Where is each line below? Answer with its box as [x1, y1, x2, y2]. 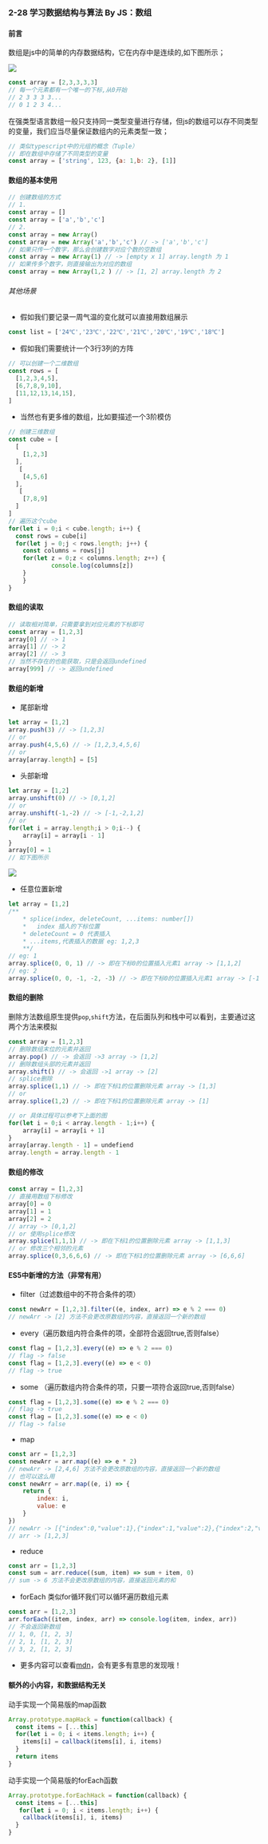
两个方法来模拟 [8, 1022, 57, 1032]
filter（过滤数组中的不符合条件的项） [19, 1290, 140, 1299]
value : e [37, 1502, 66, 1510]
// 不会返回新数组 [8, 1623, 61, 1631]
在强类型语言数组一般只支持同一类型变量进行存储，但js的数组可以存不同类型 [8, 116, 258, 125]
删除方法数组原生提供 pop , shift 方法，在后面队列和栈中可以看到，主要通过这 [8, 1012, 256, 1021]
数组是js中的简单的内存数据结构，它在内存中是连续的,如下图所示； [8, 48, 226, 58]
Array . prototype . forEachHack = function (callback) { [8, 1791, 187, 1799]
